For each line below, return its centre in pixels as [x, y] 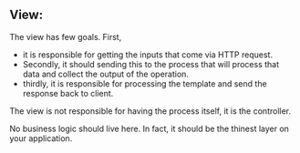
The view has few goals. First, [66, 36]
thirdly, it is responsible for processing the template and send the [145, 83]
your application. [41, 138]
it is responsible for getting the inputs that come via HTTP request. [148, 55]
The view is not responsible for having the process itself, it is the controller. [150, 111]
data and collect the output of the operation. [106, 74]
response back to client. [68, 93]
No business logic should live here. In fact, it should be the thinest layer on [150, 128]
